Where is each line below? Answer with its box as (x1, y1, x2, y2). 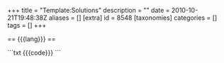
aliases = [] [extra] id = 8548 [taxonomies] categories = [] (48, 13, 218, 22)
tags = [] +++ (7, 21, 47, 29)
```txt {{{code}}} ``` (7, 49, 62, 57)
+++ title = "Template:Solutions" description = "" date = (7, 6, 170, 14)
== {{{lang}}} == (7, 35, 56, 43)
